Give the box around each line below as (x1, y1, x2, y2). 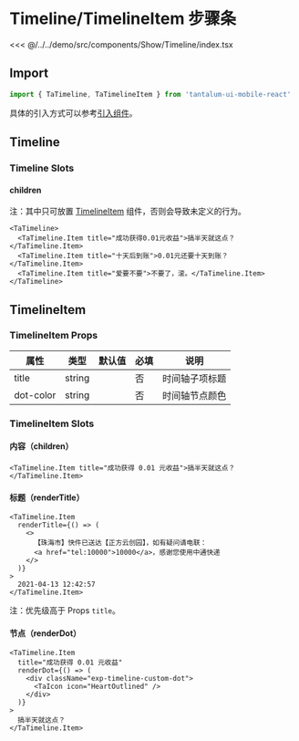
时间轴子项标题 (162, 371, 227, 384)
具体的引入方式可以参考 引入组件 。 (9, 107, 138, 119)
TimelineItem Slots (9, 417, 95, 430)
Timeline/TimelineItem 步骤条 (9, 8, 237, 29)
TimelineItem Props (9, 329, 98, 342)
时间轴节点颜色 (162, 389, 227, 402)
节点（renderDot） (9, 627, 82, 639)
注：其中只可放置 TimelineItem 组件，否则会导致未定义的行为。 (9, 206, 246, 217)
